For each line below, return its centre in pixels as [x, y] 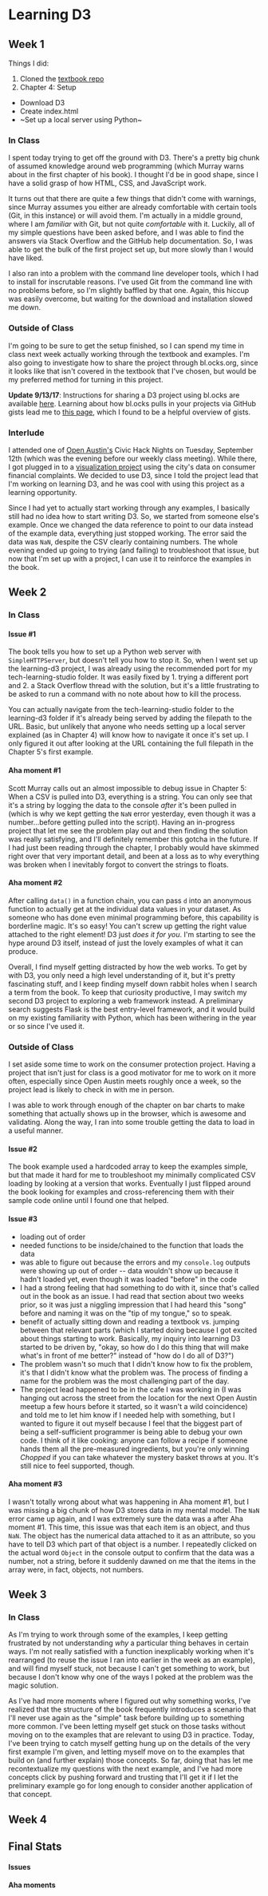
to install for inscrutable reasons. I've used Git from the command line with [130, 282]
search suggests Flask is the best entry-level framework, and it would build [132, 1009]
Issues [20, 1866]
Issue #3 [23, 1218]
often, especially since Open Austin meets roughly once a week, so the [125, 1081]
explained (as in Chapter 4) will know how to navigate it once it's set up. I [128, 735]
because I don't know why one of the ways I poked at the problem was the [131, 1677]
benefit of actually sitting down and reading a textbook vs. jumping [130, 1321]
